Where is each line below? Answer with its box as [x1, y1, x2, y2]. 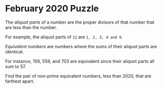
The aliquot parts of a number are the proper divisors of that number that [5, 19, 155, 25]
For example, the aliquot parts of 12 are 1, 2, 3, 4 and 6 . [5, 34, 123, 40]
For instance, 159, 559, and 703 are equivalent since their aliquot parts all [5, 58, 155, 64]
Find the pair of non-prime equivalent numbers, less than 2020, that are [5, 73, 152, 79]
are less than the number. [5, 24, 57, 30]
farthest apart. [5, 78, 35, 84]
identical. [5, 49, 24, 55]
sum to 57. [5, 63, 26, 69]
